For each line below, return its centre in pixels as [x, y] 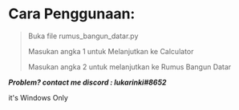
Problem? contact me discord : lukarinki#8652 [87, 82]
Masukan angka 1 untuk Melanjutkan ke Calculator [111, 51]
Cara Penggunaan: [72, 14]
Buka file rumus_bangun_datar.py [83, 36]
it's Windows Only [38, 97]
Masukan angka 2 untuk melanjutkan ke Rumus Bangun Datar [130, 67]
